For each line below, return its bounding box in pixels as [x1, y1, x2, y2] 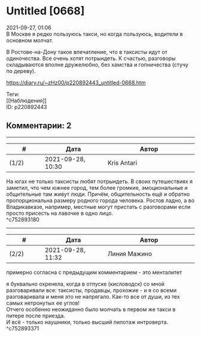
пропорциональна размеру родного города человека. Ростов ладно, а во [6, 196, 195, 204]
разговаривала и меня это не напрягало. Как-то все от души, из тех [6, 293, 181, 300]
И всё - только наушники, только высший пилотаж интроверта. [6, 318, 169, 326]
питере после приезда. [6, 312, 66, 319]
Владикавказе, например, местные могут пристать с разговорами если [6, 203, 191, 210]
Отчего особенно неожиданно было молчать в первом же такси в [6, 305, 176, 312]
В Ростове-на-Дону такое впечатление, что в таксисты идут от [6, 48, 167, 55]
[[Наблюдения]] [6, 97, 47, 104]
